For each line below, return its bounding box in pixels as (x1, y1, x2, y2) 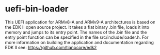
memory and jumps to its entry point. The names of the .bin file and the (5, 29, 147, 35)
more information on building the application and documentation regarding (5, 39, 154, 45)
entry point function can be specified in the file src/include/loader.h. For (5, 34, 149, 40)
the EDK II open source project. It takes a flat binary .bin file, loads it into (5, 24, 149, 30)
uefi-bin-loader (5, 3, 69, 14)
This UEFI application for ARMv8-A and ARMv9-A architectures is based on (5, 19, 156, 25)
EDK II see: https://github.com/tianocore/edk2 (5, 44, 97, 50)
